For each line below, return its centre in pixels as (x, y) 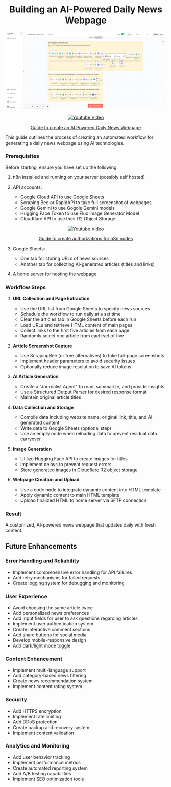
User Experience (26, 596)
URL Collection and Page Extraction (51, 298)
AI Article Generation (35, 376)
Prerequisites (22, 156)
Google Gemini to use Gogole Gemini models (67, 208)
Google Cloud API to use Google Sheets (62, 197)
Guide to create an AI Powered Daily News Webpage (86, 128)
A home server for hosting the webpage (55, 274)
